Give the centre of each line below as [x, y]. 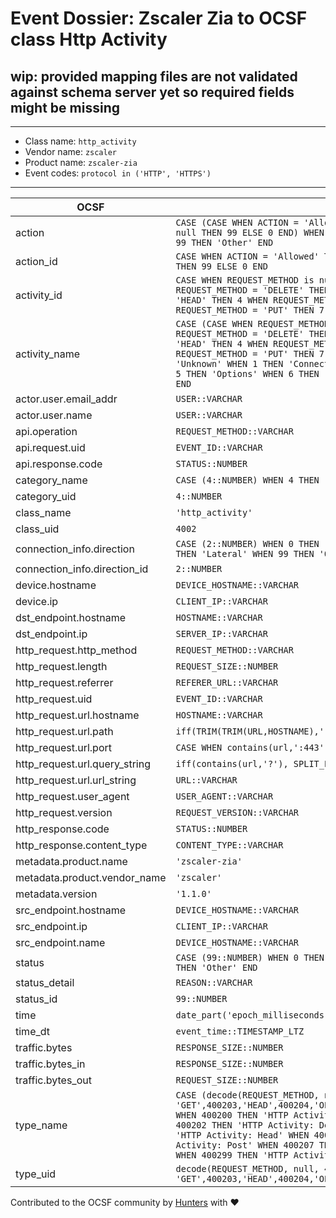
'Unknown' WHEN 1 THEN [229, 363]
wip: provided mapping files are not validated [154, 76]
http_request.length [61, 666]
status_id [36, 999]
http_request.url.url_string [76, 780]
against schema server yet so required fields [152, 92]
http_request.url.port [64, 747]
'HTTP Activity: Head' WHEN [242, 1135]
